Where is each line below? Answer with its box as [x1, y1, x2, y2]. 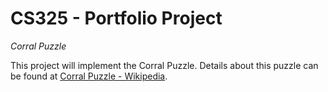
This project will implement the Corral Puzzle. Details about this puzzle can [10, 59, 319, 71]
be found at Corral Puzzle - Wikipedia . [10, 70, 168, 82]
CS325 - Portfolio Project [10, 7, 223, 30]
